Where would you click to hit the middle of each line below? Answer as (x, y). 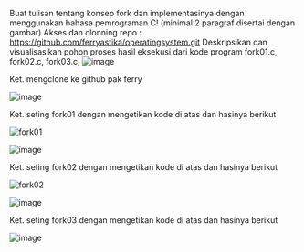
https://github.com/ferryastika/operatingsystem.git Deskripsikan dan (138, 42)
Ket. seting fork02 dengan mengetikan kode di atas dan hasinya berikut (144, 167)
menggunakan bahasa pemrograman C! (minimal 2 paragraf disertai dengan (152, 23)
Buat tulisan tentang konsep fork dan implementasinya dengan (127, 13)
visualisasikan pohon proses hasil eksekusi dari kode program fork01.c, (143, 52)
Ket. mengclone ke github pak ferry (76, 79)
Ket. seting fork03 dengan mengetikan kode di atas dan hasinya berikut (144, 220)
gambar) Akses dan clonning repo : (76, 32)
